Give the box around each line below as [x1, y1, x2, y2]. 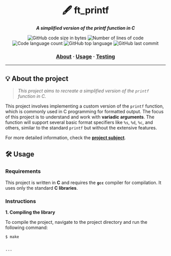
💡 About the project [5, 74, 69, 83]
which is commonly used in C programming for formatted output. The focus [5, 109, 164, 115]
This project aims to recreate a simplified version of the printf [17, 88, 149, 94]
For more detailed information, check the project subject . [5, 135, 126, 141]
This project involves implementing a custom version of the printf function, [5, 103, 164, 109]
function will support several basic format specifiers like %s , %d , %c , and [5, 119, 153, 125]
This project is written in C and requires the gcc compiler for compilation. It [5, 180, 162, 186]
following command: [5, 224, 48, 231]
